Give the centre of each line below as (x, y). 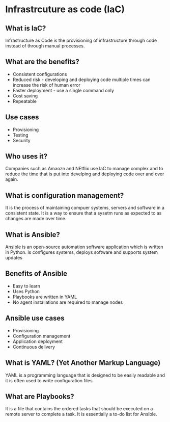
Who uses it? (26, 156)
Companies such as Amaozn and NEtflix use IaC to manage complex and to (84, 169)
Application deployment (37, 341)
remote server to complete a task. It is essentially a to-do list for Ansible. (81, 414)
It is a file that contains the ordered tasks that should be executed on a (79, 409)
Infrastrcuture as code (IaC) (65, 9)
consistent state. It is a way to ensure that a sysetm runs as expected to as (83, 213)
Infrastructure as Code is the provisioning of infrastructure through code (81, 40)
